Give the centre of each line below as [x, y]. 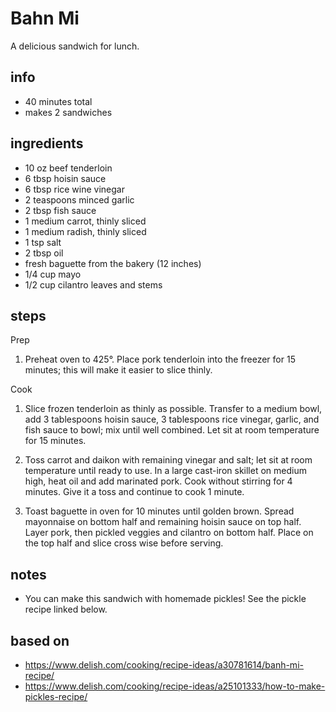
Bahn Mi [45, 18]
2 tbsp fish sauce [60, 210]
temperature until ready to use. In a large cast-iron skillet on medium [165, 471]
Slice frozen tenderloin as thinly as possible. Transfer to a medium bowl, [173, 409]
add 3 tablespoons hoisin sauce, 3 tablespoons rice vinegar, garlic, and [172, 419]
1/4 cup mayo [53, 274]
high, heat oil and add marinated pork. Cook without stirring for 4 [158, 481]
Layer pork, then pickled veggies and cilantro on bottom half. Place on [169, 533]
